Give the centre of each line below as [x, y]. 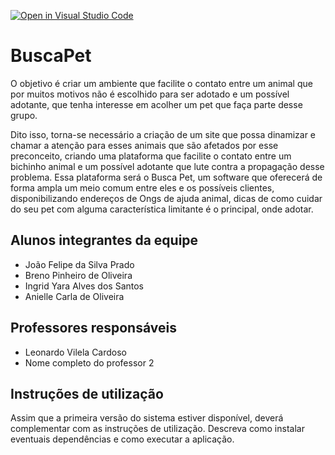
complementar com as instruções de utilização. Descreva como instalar [157, 429]
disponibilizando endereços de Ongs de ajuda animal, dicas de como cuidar [166, 198]
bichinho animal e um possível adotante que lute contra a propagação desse [167, 166]
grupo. [24, 115]
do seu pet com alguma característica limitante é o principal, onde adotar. [162, 209]
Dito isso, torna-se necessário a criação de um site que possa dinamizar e [163, 134]
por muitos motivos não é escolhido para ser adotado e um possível [150, 94]
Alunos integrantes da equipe [104, 240]
